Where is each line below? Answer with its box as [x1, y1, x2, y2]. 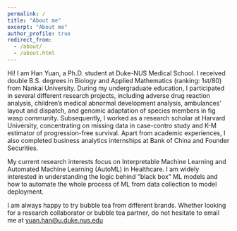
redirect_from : [7, 37, 52, 44]
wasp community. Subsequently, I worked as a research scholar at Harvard [7, 113, 226, 122]
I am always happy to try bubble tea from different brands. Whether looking [7, 201, 226, 209]
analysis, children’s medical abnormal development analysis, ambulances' [7, 99, 222, 107]
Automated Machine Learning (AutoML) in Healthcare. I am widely [7, 165, 200, 173]
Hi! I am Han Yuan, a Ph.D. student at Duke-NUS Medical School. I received [7, 68, 226, 77]
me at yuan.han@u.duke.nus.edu [7, 216, 104, 224]
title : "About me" [7, 17, 61, 24]
